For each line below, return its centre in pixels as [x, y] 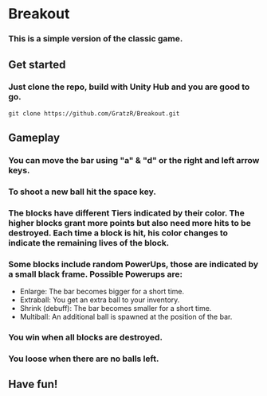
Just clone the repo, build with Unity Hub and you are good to [129, 87]
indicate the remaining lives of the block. [89, 243]
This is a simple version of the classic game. [96, 39]
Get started [37, 64]
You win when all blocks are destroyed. [86, 337]
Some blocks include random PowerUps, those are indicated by [133, 264]
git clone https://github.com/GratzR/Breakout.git [94, 113]
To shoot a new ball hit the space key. [82, 192]
